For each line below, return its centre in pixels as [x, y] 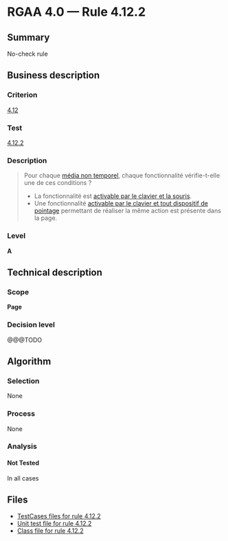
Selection [23, 381]
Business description [54, 75]
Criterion [22, 95]
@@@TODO [25, 340]
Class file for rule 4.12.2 [50, 531]
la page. [46, 218]
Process [21, 414]
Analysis [22, 446]
